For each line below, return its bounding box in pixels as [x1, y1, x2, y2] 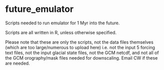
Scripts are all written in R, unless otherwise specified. [5, 29, 117, 35]
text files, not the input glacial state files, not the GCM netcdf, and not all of [5, 50, 159, 56]
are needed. [5, 60, 30, 66]
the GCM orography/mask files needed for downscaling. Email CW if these [5, 55, 158, 61]
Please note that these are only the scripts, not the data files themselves [5, 39, 154, 45]
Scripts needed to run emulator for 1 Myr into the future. [5, 20, 120, 26]
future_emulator [5, 3, 74, 15]
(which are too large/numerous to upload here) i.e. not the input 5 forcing [5, 44, 156, 50]
